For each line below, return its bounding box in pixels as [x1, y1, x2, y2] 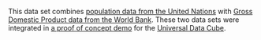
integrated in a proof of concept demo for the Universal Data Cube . [8, 24, 226, 32]
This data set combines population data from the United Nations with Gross [8, 7, 253, 16]
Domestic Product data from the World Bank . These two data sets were [8, 15, 240, 24]
